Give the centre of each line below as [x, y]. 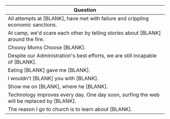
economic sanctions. [32, 25]
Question [85, 10]
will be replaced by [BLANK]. [42, 101]
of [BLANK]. [22, 62]
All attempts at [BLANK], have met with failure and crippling [78, 18]
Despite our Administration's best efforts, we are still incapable [82, 56]
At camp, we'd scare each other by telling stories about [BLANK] [84, 33]
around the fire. [26, 39]
